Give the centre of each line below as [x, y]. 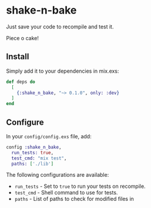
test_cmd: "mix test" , [39, 158]
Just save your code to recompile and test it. [60, 27]
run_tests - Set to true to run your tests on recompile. [80, 186]
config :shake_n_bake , [34, 147]
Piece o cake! [23, 38]
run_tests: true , [33, 152]
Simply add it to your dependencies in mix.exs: [63, 71]
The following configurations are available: [58, 175]
